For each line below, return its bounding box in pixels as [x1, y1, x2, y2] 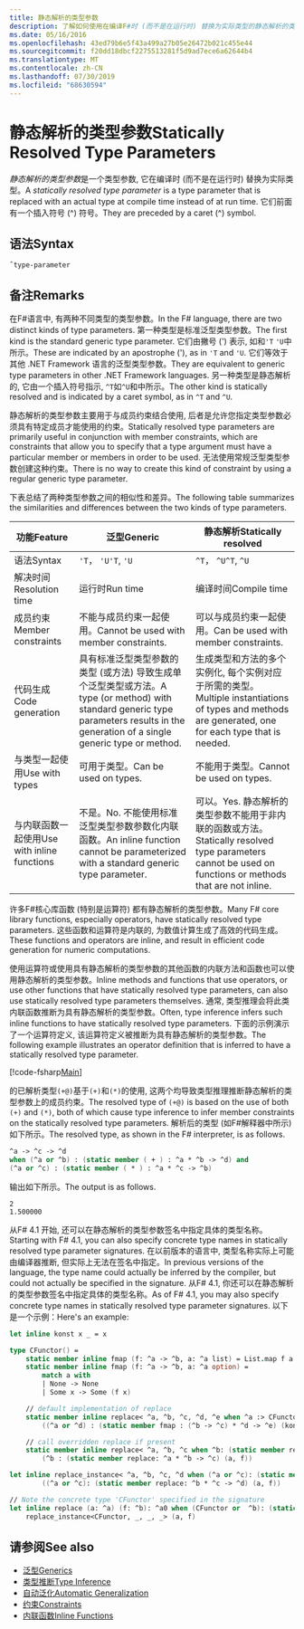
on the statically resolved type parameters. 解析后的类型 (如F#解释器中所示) [9, 1118, 292, 1129]
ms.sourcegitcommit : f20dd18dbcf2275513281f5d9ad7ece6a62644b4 [9, 47, 253, 56]
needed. [195, 737, 231, 749]
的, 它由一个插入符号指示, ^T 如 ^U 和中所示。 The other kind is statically [9, 381, 268, 392]
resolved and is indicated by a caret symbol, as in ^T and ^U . [9, 391, 233, 403]
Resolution [14, 583, 59, 595]
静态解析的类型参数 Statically [9, 122, 225, 143]
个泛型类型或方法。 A [79, 680, 167, 692]
